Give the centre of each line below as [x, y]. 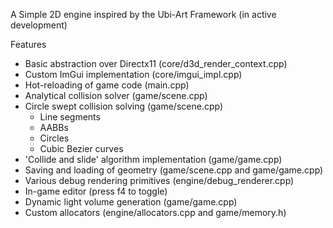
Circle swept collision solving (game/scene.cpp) [124, 106]
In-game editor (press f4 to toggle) [96, 191]
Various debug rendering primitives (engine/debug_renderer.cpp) [159, 180]
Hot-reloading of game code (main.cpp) [107, 85]
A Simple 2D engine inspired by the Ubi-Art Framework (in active [143, 14]
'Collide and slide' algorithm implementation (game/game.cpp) [153, 159]
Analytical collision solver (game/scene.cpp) [116, 95]
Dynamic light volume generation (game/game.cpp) [131, 202]
